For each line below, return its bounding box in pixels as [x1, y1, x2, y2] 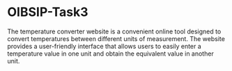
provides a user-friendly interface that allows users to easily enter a [7, 42, 202, 50]
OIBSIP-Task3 [7, 4, 88, 20]
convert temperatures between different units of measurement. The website [7, 34, 225, 42]
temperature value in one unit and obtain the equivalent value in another [7, 49, 214, 58]
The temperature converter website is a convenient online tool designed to [7, 27, 222, 35]
